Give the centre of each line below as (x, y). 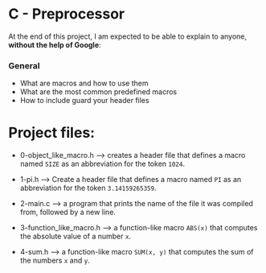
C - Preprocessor (67, 14)
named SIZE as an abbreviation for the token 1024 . (102, 164)
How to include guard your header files (85, 101)
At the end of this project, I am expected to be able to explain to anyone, (128, 36)
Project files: (51, 133)
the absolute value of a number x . (75, 236)
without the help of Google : (55, 44)
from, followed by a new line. (68, 212)
